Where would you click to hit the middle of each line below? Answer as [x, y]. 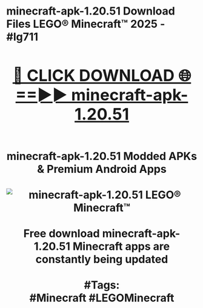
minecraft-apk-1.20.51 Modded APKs [102, 156]
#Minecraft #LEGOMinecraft [102, 298]
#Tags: [102, 285]
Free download [62, 233]
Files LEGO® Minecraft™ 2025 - [86, 24]
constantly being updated [102, 259]
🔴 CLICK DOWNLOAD [93, 75]
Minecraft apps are [121, 246]
